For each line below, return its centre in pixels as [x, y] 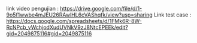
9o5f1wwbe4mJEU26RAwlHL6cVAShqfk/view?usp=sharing [79, 15]
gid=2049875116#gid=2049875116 [49, 34]
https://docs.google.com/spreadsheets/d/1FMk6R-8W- [74, 21]
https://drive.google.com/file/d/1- [101, 9]
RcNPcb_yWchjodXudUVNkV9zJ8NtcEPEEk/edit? [67, 27]
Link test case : [172, 15]
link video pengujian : [32, 9]
